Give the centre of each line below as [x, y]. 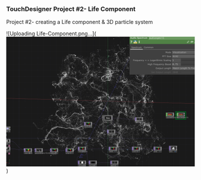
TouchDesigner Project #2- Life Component [71, 9]
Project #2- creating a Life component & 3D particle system [80, 22]
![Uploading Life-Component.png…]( [51, 34]
